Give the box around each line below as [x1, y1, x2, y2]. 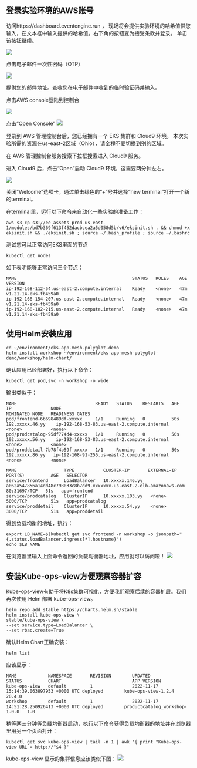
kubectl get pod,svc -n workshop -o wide [6, 378, 109, 383]
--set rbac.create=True [6, 628, 64, 634]
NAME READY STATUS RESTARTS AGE [6, 400, 180, 406]
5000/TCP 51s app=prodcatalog [6, 498, 107, 504]
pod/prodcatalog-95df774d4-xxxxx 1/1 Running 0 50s [6, 431, 180, 437]
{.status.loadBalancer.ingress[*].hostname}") [6, 536, 122, 542]
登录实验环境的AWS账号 [6, 5, 94, 16]
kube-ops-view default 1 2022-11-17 [6, 683, 159, 689]
